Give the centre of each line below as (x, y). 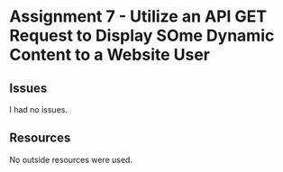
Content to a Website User (110, 55)
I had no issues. (38, 109)
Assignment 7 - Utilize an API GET (138, 17)
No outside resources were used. (71, 159)
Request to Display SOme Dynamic (142, 36)
